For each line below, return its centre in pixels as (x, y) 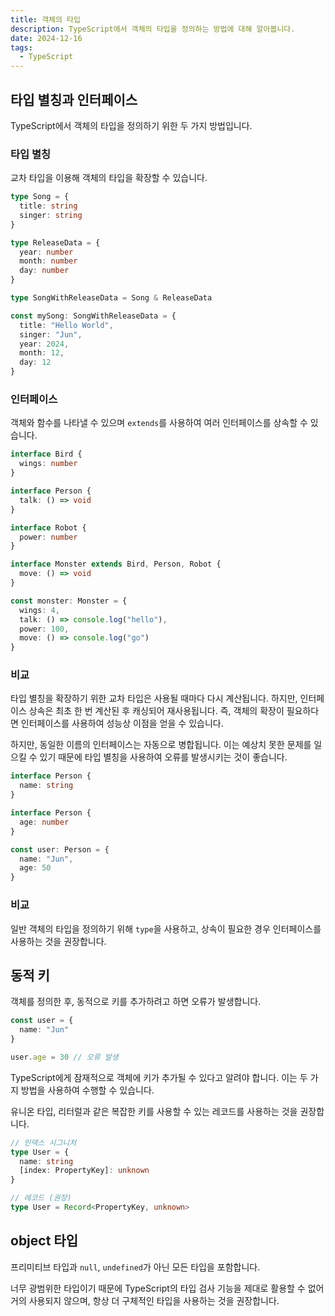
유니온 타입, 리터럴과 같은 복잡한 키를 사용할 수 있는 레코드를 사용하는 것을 (154, 1111)
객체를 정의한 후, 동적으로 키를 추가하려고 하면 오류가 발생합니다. (136, 1002)
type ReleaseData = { (55, 242)
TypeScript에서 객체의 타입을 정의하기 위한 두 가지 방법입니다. (131, 125)
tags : (21, 47)
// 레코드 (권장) (41, 1198)
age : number (44, 822)
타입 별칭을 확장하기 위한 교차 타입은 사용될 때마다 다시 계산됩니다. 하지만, (154, 698)
